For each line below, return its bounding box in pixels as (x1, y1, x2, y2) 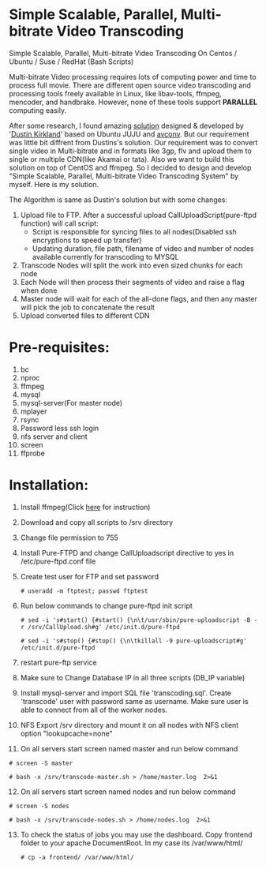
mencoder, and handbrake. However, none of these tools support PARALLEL (9, 97, 258, 107)
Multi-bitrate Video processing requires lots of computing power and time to (9, 72, 257, 81)
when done (20, 286, 58, 295)
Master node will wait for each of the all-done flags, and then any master (20, 294, 257, 303)
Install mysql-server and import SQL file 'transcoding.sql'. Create (20, 688, 232, 698)
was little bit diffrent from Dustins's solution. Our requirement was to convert (9, 137, 258, 147)
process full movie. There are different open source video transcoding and (9, 81, 252, 90)
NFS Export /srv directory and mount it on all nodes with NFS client (20, 720, 239, 729)
